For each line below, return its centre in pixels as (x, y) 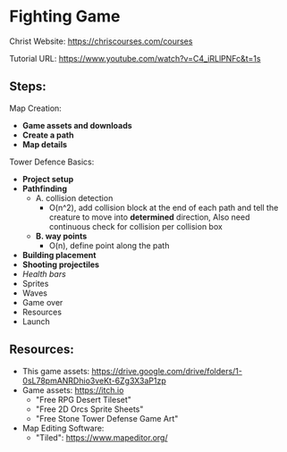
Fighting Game (65, 17)
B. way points (61, 236)
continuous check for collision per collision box (136, 226)
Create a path (48, 135)
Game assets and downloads (77, 125)
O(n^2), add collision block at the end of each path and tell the (164, 207)
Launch (36, 321)
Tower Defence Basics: (52, 162)
